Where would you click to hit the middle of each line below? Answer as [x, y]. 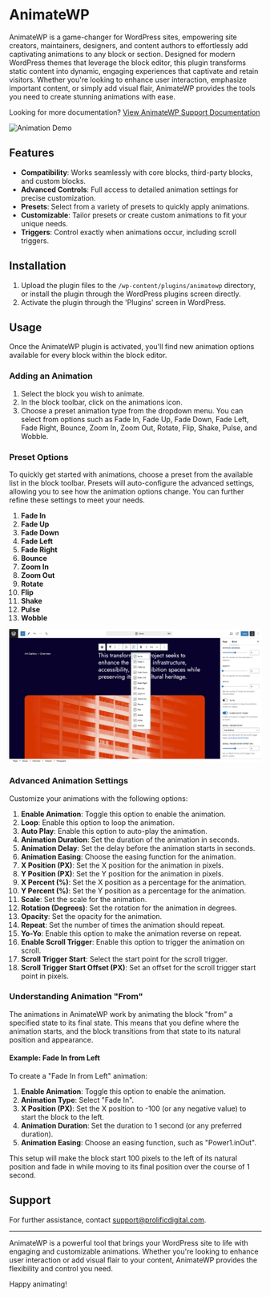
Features [32, 153]
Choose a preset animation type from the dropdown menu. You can [132, 410]
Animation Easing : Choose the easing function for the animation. [128, 856]
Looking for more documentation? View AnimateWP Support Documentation [135, 112]
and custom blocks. [53, 181]
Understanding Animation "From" [76, 997]
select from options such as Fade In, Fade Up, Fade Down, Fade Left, [135, 419]
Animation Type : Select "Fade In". [77, 1100]
